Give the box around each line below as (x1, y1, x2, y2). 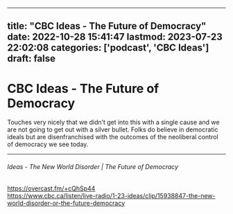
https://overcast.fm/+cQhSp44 (7, 184, 96, 193)
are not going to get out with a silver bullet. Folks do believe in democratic (7, 125, 218, 134)
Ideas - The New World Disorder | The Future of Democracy (7, 162, 179, 170)
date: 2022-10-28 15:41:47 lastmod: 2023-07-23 (7, 31, 223, 43)
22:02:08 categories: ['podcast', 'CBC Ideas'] (7, 42, 209, 54)
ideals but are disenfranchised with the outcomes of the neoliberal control (7, 133, 218, 141)
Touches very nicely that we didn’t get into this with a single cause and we (7, 118, 220, 127)
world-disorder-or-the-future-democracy (7, 199, 126, 207)
